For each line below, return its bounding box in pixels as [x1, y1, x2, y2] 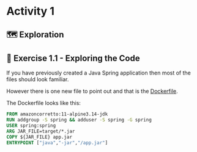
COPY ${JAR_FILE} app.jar [6, 134, 72, 140]
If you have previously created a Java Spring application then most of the [6, 69, 191, 77]
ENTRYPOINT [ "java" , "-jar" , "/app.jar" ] [6, 139, 108, 146]
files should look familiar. [6, 76, 69, 83]
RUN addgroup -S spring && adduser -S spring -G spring [6, 117, 152, 123]
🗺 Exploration [6, 29, 64, 40]
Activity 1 [6, 4, 55, 18]
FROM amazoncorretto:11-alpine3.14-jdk [6, 111, 108, 117]
